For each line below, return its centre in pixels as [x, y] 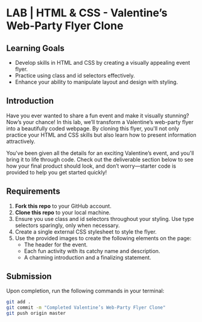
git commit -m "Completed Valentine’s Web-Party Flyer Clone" [86, 308]
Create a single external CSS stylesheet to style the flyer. [86, 232]
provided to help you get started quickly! [57, 172]
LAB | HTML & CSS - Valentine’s [87, 13]
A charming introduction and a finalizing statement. [88, 257]
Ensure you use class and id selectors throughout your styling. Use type [104, 218]
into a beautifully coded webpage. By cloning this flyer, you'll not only [93, 128]
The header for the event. [56, 245]
